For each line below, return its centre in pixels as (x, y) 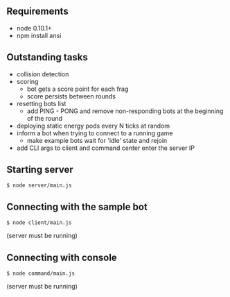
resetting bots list (41, 103)
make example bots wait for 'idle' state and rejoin (97, 140)
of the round (45, 118)
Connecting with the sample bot (77, 206)
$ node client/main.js (39, 223)
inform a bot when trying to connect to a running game (95, 133)
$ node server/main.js (39, 186)
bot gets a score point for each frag (78, 89)
